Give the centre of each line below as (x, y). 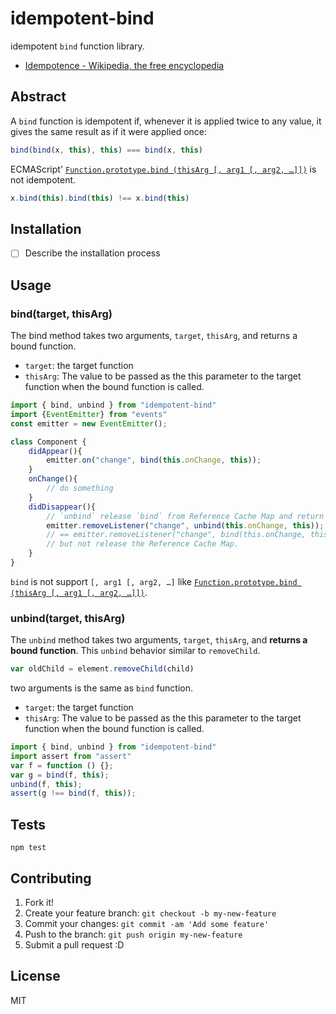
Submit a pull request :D (74, 944)
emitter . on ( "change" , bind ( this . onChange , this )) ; (154, 460)
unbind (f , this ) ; (46, 784)
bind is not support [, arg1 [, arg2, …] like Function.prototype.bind (154, 581)
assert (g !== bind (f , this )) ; (73, 793)
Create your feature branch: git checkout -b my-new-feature (150, 913)
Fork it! (39, 902)
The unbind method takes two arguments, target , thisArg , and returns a (159, 640)
